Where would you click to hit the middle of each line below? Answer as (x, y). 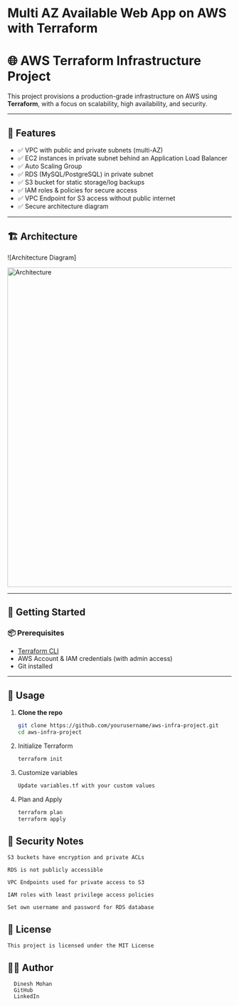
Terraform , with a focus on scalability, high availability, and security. (107, 104)
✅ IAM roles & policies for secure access (77, 190)
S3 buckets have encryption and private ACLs (76, 858)
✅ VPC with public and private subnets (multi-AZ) (90, 150)
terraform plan (40, 812)
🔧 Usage (26, 696)
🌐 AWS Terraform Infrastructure (104, 61)
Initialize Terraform (45, 746)
